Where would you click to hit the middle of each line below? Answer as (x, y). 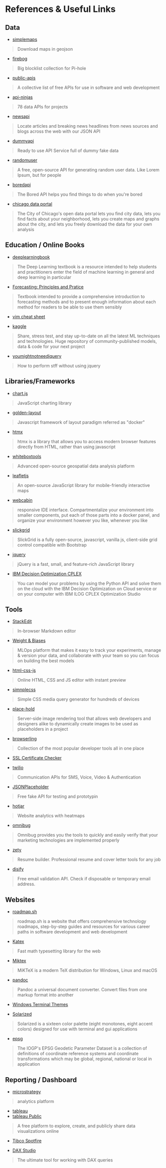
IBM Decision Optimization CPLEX (47, 574)
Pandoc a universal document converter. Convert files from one (82, 990)
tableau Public (27, 1116)
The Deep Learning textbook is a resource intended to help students (87, 266)
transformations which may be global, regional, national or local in (84, 1059)
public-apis (24, 78)
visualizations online (38, 1131)
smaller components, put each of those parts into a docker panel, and (88, 515)
